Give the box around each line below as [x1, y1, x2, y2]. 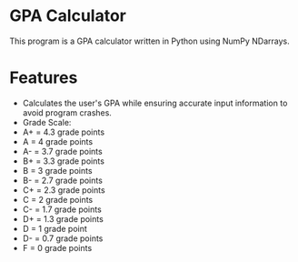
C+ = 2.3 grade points [22, 184, 106, 196]
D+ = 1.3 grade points [22, 213, 104, 224]
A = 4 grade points [22, 136, 94, 146]
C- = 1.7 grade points [22, 204, 102, 215]
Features [9, 67, 78, 88]
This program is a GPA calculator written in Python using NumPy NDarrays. [9, 35, 291, 46]
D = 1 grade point [22, 223, 88, 234]
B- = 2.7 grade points [22, 175, 103, 186]
